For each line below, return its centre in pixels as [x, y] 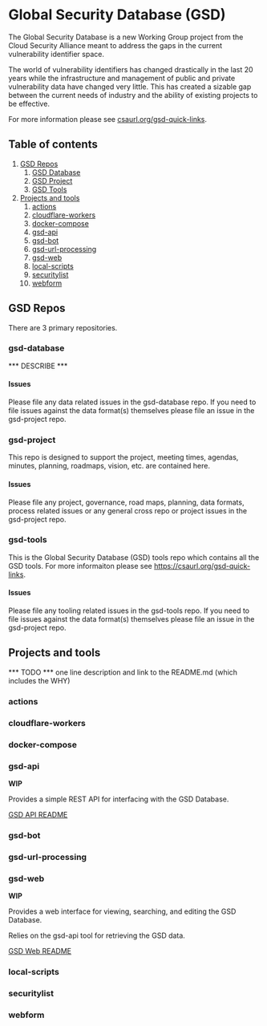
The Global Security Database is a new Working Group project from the [126, 37]
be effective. [29, 103]
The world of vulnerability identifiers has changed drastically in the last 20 [131, 69]
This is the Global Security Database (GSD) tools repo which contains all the [134, 557]
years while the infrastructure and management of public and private [122, 78]
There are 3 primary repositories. [63, 327]
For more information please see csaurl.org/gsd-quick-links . [107, 119]
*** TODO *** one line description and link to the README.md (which [123, 672]
